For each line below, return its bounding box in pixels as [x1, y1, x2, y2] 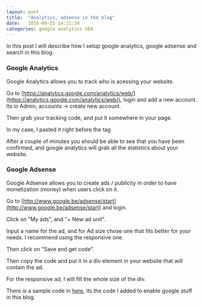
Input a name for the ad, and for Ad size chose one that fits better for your [6, 227, 191, 234]
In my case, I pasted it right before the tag [6, 125, 111, 133]
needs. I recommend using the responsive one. [6, 234, 124, 241]
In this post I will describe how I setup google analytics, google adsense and [6, 42, 197, 50]
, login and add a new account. [120, 96, 198, 103]
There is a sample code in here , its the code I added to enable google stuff [6, 287, 193, 294]
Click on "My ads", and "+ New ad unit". [6, 216, 106, 223]
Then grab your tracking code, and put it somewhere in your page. [6, 114, 173, 121]
